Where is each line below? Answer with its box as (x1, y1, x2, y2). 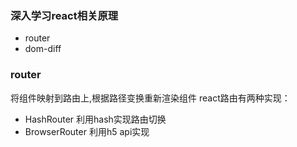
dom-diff (24, 43, 62, 55)
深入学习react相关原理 (10, 8, 119, 22)
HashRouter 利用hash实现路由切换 (24, 113, 167, 125)
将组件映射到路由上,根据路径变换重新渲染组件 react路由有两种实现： (10, 92, 291, 104)
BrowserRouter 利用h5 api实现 (24, 125, 150, 137)
